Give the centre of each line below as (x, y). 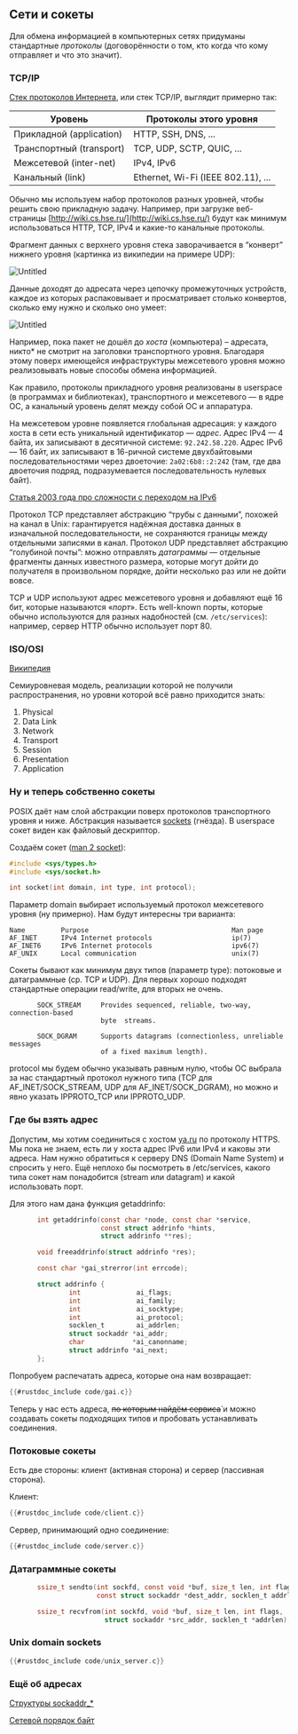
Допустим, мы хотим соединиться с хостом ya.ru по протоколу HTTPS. (145, 1139)
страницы (28, 218)
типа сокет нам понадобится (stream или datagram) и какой (122, 1176)
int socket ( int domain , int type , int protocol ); (103, 888)
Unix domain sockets (55, 1643)
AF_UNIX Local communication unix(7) (134, 954)
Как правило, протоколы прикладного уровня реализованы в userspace (146, 388)
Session (36, 750)
